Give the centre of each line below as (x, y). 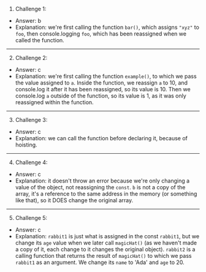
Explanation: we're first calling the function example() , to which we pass (106, 76)
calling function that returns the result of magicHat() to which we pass (103, 256)
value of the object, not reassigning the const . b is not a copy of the (100, 187)
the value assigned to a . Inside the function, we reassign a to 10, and (101, 83)
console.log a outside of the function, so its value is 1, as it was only (101, 96)
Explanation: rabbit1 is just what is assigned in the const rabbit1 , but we (107, 236)
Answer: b (28, 21)
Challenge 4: (31, 162)
